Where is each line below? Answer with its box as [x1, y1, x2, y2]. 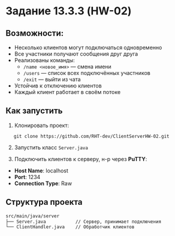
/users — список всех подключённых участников [23, 69, 150, 76]
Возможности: [5, 28, 64, 38]
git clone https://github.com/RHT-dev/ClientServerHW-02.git [13, 133, 170, 139]
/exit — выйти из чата [23, 76, 82, 83]
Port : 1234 [14, 173, 41, 180]
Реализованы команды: [14, 57, 76, 63]
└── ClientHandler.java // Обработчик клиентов [5, 224, 135, 230]
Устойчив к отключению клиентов [14, 82, 102, 89]
